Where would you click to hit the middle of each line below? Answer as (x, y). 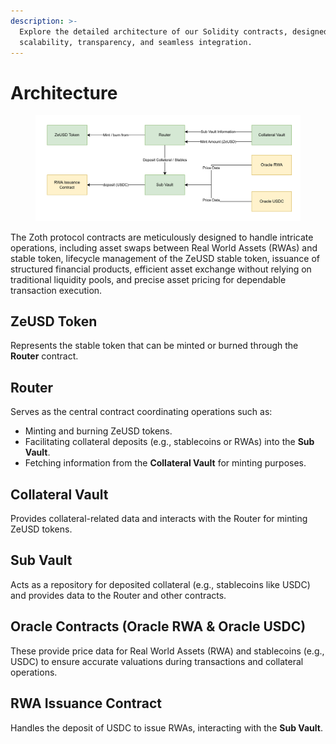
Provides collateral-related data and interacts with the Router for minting (159, 519)
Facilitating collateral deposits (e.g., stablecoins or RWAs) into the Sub (169, 442)
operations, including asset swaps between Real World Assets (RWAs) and (164, 247)
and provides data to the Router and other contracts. (118, 595)
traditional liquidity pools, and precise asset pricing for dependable (148, 279)
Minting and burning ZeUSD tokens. (98, 431)
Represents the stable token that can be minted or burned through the (154, 346)
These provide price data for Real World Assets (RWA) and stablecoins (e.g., (167, 651)
